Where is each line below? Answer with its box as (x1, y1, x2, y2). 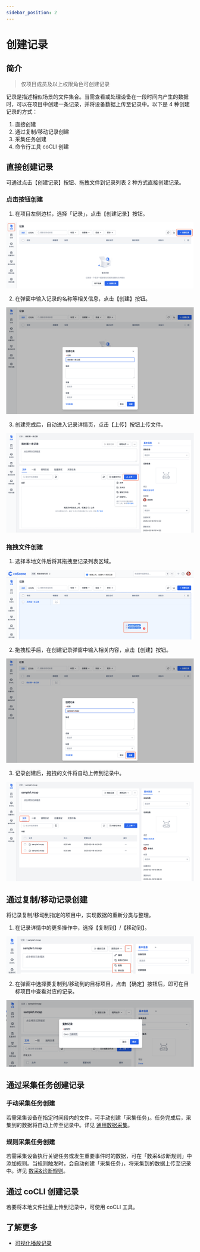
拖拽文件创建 (6, 543, 43, 551)
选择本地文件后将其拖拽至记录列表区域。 (14, 558, 114, 565)
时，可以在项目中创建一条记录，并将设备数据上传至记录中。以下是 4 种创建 (6, 100, 190, 107)
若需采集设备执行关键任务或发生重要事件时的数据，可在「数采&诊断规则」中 (6, 1152, 192, 1160)
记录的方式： (6, 108, 37, 115)
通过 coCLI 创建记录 (6, 1186, 79, 1197)
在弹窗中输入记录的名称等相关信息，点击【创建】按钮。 (14, 295, 151, 302)
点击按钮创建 (6, 195, 43, 204)
